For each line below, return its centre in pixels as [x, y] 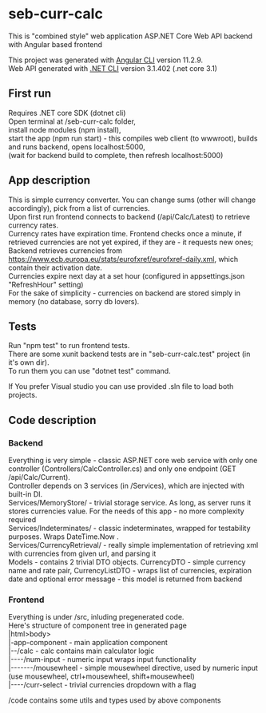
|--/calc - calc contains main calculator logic [81, 651]
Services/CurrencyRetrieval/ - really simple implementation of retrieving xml [133, 545]
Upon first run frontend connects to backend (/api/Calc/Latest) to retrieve [129, 216]
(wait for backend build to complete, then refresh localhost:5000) [116, 155]
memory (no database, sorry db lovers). [74, 301]
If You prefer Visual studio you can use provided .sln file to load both [121, 386]
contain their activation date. [55, 267]
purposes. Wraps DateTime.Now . [64, 537]
